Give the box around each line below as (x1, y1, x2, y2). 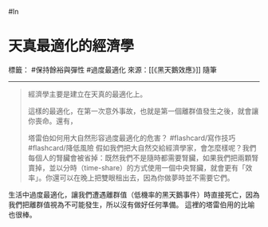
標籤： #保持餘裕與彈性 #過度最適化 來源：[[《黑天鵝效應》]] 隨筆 (8, 65, 217, 74)
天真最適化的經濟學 (8, 37, 135, 55)
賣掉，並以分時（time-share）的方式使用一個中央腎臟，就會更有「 (27, 162, 246, 172)
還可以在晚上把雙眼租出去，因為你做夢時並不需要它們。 (52, 173, 235, 182)
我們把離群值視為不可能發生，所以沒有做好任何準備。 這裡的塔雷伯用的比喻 (8, 199, 255, 209)
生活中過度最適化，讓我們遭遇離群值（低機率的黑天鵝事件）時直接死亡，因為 (8, 190, 260, 199)
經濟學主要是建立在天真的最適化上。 (27, 89, 148, 99)
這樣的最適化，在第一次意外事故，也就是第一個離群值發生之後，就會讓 (27, 106, 259, 115)
